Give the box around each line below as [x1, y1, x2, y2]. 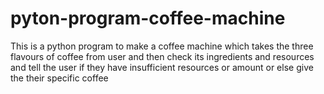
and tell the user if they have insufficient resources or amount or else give [10, 61, 314, 73]
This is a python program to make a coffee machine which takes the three [10, 40, 314, 52]
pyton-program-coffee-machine [10, 7, 286, 30]
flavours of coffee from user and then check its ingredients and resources [10, 50, 315, 62]
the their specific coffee [10, 72, 109, 84]
